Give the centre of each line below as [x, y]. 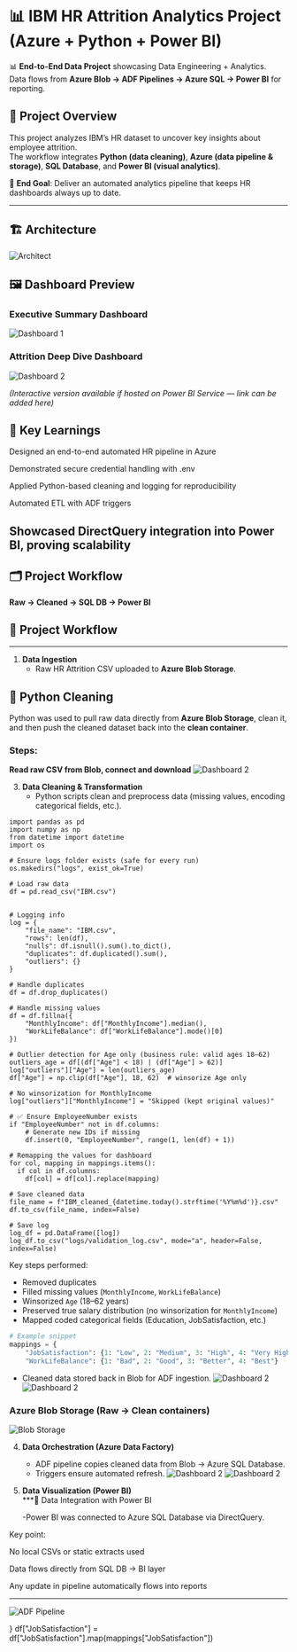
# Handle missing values [55, 1008]
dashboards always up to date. [65, 192]
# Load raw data [39, 884]
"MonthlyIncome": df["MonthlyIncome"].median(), [116, 1024]
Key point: [27, 1535]
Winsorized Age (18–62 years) [76, 1301]
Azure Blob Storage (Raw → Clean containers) [110, 1410]
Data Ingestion [49, 660]
